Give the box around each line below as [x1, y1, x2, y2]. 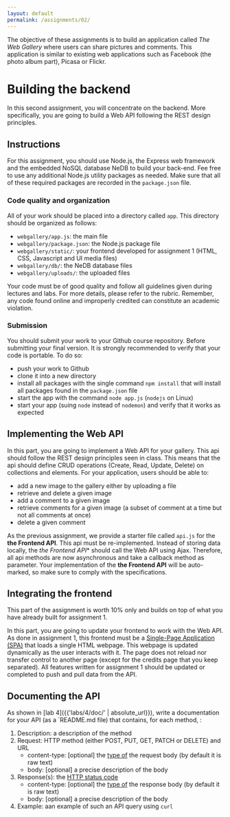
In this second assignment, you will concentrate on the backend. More [7, 104, 206, 112]
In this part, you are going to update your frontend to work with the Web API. [7, 627, 224, 635]
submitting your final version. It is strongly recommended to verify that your [7, 344, 221, 352]
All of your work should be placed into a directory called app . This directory [7, 211, 220, 220]
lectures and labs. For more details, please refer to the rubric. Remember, [7, 289, 214, 298]
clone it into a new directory [16, 372, 97, 380]
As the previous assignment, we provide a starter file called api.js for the [7, 531, 216, 539]
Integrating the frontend [7, 588, 113, 600]
